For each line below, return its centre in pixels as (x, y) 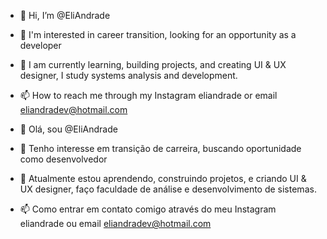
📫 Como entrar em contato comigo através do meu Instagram (148, 209)
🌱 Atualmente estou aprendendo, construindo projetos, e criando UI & (163, 178)
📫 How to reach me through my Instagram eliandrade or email (148, 95)
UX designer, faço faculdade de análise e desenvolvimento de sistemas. (168, 189)
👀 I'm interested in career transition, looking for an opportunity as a (158, 34)
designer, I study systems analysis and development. (128, 75)
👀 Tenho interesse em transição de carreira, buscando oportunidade (160, 148)
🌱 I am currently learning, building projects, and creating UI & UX (153, 64)
